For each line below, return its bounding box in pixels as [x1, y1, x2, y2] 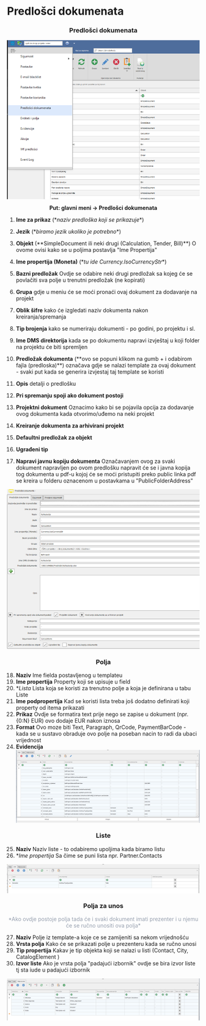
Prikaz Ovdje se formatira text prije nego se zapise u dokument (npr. [15, 710, 189, 718]
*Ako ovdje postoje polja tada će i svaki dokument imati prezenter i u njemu [8, 915, 199, 923]
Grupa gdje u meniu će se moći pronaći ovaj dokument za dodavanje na [15, 289, 197, 296]
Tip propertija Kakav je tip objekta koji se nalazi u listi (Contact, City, [15, 947, 189, 954]
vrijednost [15, 737, 42, 744]
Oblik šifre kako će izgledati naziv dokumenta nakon [15, 307, 149, 314]
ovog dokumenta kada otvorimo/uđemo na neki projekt [15, 410, 155, 418]
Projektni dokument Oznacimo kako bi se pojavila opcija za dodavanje [15, 404, 194, 411]
